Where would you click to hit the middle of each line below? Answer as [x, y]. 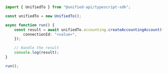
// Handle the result [36, 48]
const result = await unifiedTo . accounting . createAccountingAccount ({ [89, 30]
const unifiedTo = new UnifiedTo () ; [43, 16]
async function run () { [30, 25]
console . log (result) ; [36, 53]
